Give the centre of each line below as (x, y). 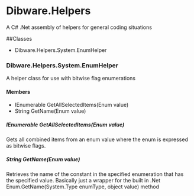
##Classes (19, 38)
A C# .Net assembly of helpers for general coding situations (79, 27)
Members (18, 92)
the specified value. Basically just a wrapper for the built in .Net (83, 181)
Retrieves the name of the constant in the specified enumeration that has (95, 174)
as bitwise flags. (26, 146)
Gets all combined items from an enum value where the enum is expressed (97, 139)
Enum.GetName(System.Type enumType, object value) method (83, 187)
